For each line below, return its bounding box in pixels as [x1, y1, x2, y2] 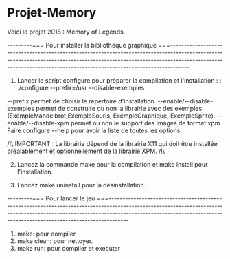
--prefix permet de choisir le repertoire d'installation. [7, 96, 157, 105]
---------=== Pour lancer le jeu [7, 194, 95, 203]
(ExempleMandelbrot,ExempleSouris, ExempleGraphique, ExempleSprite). [7, 112, 216, 120]
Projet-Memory [7, 5, 97, 21]
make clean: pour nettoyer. [16, 236, 93, 245]
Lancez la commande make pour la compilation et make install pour [16, 160, 208, 168]
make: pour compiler [16, 229, 76, 238]
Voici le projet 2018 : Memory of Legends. [7, 28, 126, 36]
